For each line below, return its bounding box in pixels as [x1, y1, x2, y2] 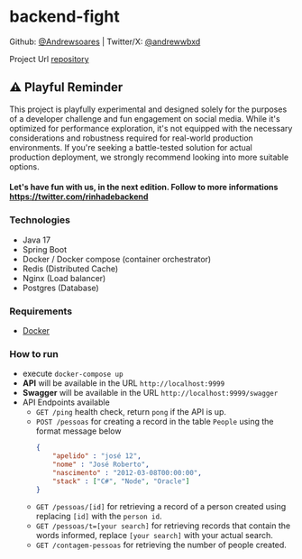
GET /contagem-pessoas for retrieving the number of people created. [35, 539, 287, 551]
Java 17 [22, 234, 51, 245]
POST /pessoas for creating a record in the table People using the [35, 417, 274, 427]
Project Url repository [9, 53, 89, 64]
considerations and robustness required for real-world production [9, 133, 254, 143]
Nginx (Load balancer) [22, 272, 106, 283]
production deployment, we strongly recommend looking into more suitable [9, 151, 289, 162]
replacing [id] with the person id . [35, 511, 162, 522]
